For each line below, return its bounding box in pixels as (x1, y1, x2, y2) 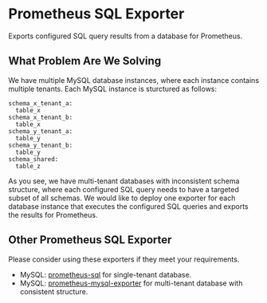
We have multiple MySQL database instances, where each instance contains (8, 75, 260, 85)
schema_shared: (8, 155, 59, 163)
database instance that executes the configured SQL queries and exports (8, 201, 249, 211)
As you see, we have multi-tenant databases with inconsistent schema (8, 176, 240, 186)
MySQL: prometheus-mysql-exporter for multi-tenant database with (19, 278, 243, 288)
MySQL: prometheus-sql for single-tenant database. (19, 270, 192, 279)
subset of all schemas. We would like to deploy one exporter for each (8, 193, 236, 203)
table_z (15, 162, 41, 170)
